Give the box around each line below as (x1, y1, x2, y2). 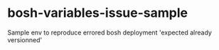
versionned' (7, 35, 43, 44)
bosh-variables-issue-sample (7, 5, 188, 21)
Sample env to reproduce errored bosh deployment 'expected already (7, 28, 212, 37)
